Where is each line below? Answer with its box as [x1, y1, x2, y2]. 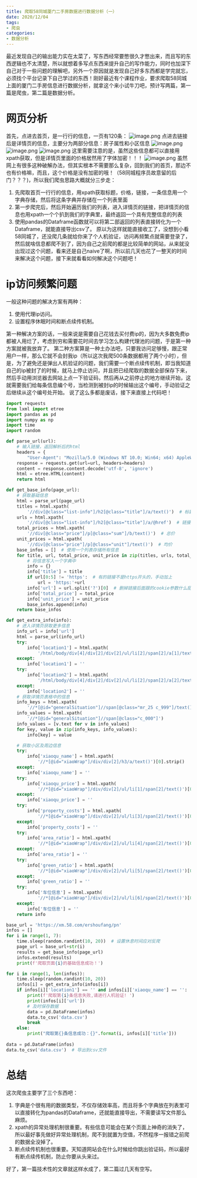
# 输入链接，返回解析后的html [16, 444, 81, 450]
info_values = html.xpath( [16, 710, 83, 716]
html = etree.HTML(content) [16, 471, 85, 477]
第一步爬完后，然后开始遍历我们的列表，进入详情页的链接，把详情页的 [14, 203, 185, 210]
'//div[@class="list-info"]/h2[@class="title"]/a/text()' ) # [27, 509, 182, 515]
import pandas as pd [6, 411, 57, 417]
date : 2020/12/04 [6, 14, 49, 20]
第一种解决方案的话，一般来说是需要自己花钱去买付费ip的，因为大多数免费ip [6, 330, 189, 337]
